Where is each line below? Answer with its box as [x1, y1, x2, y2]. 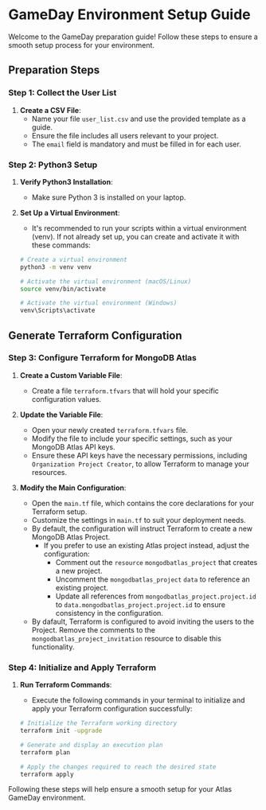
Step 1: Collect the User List [8, 88, 117, 99]
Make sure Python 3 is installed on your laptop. [31, 193, 186, 202]
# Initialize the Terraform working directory [19, 719, 178, 727]
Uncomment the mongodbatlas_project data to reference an [55, 574, 251, 584]
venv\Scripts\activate [19, 306, 96, 315]
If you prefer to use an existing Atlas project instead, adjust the [43, 540, 249, 550]
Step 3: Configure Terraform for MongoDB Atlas [8, 352, 198, 364]
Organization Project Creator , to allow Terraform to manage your [31, 459, 249, 469]
